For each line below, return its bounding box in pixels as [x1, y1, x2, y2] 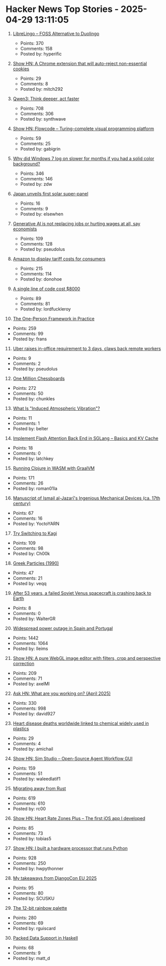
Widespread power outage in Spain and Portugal [12, 625, 113, 631]
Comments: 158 [20, 45, 53, 51]
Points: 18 [12, 445, 33, 451]
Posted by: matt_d [12, 955, 50, 961]
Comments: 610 [12, 800, 45, 806]
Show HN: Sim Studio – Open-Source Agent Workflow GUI [12, 755, 133, 761]
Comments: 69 [12, 920, 44, 926]
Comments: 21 [12, 575, 43, 581]
